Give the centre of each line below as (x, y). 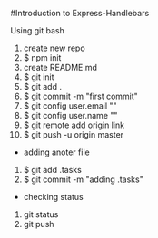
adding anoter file (56, 152)
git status (41, 214)
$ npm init (42, 57)
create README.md (60, 67)
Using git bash (37, 30)
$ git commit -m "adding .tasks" (83, 179)
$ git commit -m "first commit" (81, 96)
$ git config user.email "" (70, 106)
